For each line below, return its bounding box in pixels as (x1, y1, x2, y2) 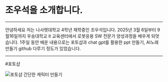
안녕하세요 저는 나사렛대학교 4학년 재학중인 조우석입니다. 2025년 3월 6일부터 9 (5, 26, 160, 32)
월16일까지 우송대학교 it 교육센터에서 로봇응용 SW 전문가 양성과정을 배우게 (5, 33, 150, 39)
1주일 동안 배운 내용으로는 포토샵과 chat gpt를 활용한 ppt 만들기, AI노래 (19, 39, 159, 45)
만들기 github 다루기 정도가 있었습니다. (5, 45, 81, 51)
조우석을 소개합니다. (5, 4, 83, 16)
